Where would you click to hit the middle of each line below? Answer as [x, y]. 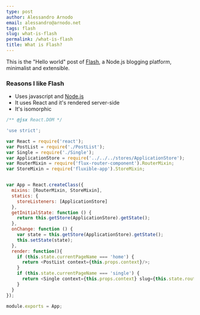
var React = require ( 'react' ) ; [45, 141]
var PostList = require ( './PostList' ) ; [56, 147]
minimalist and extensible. [38, 68]
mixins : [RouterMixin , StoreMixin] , [57, 191]
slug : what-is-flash [32, 34]
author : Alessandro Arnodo [40, 17]
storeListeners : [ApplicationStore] [62, 201]
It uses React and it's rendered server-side [67, 103]
